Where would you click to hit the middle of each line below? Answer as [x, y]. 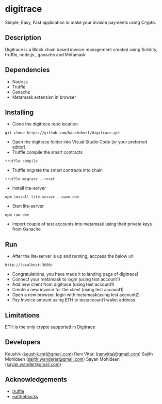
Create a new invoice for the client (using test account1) [68, 290]
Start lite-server [28, 206]
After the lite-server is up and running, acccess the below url [73, 256]
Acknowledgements [36, 379]
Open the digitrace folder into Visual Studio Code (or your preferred [80, 142]
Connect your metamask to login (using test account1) [66, 279]
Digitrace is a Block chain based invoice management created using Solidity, [81, 49]
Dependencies [27, 70]
